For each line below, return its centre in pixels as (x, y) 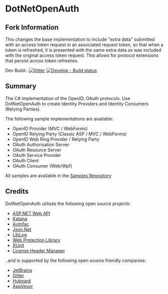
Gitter (18, 275)
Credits (17, 191)
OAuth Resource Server (37, 150)
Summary (21, 86)
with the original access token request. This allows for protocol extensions (82, 55)
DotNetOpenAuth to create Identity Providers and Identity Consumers (77, 104)
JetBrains (22, 270)
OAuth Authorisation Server (41, 144)
